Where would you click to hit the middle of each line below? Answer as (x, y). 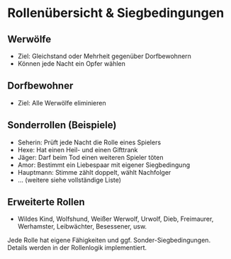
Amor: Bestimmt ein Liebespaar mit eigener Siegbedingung (104, 165)
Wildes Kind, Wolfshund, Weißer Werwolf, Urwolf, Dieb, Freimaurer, (115, 219)
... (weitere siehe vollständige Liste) (69, 180)
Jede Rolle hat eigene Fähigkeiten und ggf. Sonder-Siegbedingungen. (109, 240)
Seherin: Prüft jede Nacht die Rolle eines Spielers (89, 142)
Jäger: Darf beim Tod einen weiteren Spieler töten (90, 157)
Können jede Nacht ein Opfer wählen (71, 64)
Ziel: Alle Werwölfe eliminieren (62, 103)
